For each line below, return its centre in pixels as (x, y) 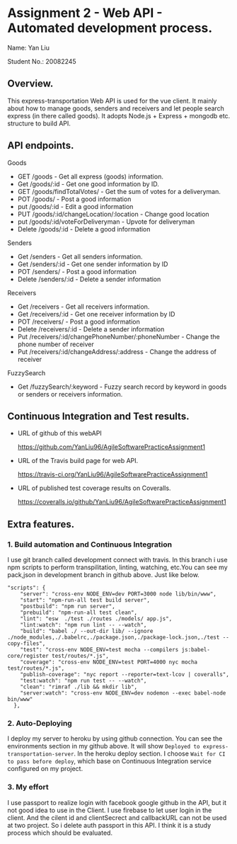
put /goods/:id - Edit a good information (75, 206)
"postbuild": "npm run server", (68, 607)
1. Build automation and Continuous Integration (89, 544)
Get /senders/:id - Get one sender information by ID (93, 264)
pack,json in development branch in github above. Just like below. (103, 575)
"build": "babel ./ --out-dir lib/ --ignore (87, 632)
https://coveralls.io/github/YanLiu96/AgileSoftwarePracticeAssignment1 (122, 502)
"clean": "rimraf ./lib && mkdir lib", (79, 687)
